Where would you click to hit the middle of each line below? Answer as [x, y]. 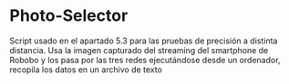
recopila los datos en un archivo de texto [86, 70]
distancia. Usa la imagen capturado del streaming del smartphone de [139, 50]
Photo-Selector [69, 16]
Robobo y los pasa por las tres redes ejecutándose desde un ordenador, [145, 60]
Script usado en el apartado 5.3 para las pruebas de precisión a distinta [144, 41]
